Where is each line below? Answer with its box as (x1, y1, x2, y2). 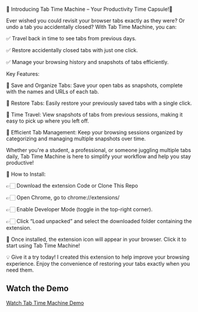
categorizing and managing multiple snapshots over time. (6, 135, 146, 142)
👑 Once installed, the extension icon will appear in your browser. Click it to (6, 236, 187, 243)
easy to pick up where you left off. (6, 117, 89, 124)
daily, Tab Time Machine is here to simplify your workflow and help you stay (6, 153, 191, 160)
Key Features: (6, 70, 40, 77)
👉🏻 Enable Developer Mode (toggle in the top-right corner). (6, 206, 152, 213)
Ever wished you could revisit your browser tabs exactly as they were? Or (6, 17, 185, 24)
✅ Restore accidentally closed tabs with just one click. (6, 47, 138, 53)
